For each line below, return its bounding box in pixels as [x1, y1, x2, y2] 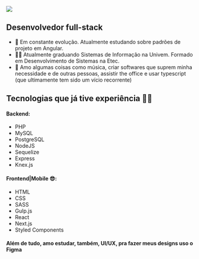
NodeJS [14, 142, 35, 149]
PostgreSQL [14, 136, 45, 143]
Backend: [6, 110, 30, 117]
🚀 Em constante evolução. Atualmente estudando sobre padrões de [14, 38, 181, 45]
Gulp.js [14, 207, 33, 214]
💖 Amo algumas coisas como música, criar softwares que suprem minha [14, 63, 192, 71]
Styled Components [14, 226, 64, 233]
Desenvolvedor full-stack [6, 23, 103, 33]
